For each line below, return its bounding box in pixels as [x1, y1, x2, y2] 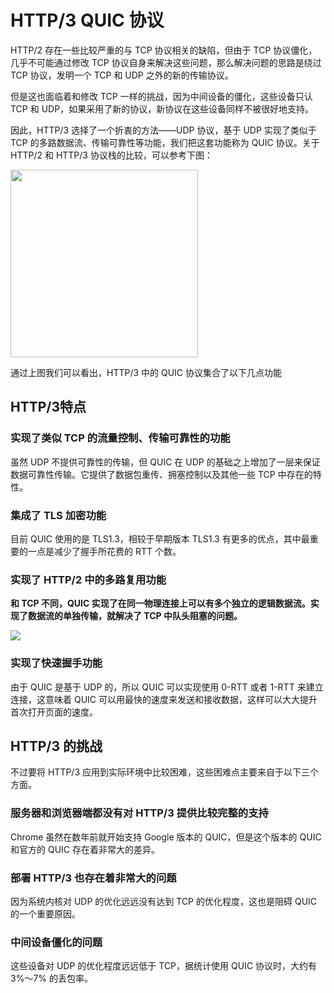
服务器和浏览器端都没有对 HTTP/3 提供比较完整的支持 [10, 806, 269, 820]
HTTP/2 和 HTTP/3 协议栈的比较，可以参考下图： [10, 149, 213, 161]
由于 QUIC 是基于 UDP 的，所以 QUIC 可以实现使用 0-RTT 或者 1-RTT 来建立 [10, 681, 324, 693]
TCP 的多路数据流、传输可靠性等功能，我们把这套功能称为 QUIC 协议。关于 [10, 136, 320, 148]
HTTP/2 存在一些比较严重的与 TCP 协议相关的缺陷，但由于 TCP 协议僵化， [10, 44, 318, 56]
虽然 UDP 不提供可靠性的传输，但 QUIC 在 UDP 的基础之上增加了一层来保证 [10, 456, 321, 468]
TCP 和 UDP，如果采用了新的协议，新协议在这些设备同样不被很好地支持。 [10, 102, 315, 115]
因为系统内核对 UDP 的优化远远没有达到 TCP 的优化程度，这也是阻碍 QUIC [10, 895, 318, 907]
